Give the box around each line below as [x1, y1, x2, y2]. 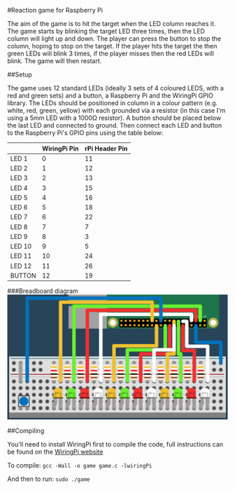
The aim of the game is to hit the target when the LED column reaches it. [7, 20, 216, 27]
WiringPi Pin [41, 144, 79, 153]
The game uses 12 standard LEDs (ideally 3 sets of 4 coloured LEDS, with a [7, 84, 224, 92]
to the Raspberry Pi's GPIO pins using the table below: [7, 129, 164, 137]
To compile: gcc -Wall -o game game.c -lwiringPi [7, 461, 152, 470]
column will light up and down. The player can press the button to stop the [7, 34, 222, 43]
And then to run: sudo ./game [7, 475, 90, 483]
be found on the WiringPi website [7, 448, 104, 456]
